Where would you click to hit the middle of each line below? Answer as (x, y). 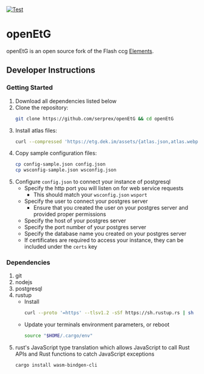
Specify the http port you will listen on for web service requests (104, 188)
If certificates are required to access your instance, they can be (104, 240)
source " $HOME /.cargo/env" (58, 336)
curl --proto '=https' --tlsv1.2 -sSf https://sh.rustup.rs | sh (109, 313)
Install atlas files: (36, 130)
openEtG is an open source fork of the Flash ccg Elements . (80, 51)
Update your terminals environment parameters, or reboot (97, 324)
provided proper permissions (70, 215)
